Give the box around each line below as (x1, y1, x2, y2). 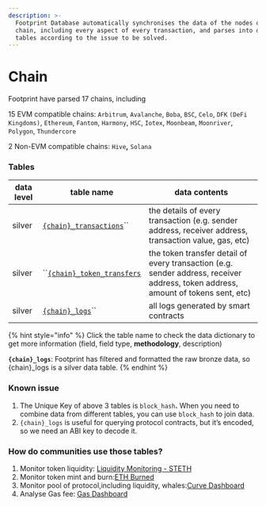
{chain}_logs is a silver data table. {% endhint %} (8, 362, 169, 373)
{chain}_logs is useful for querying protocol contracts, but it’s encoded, (19, 417, 255, 427)
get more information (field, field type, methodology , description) (8, 339, 222, 349)
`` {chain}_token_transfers (42, 267, 142, 278)
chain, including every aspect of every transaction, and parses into (15, 26, 253, 34)
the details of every (149, 205, 221, 217)
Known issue (8, 382, 59, 393)
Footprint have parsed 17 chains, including (8, 94, 146, 104)
